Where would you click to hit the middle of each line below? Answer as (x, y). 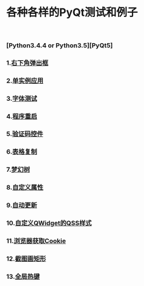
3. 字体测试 (22, 98)
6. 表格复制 (22, 152)
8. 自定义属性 (25, 188)
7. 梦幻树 (18, 169)
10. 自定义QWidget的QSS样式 (49, 223)
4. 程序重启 (22, 116)
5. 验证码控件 (25, 134)
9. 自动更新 (22, 205)
